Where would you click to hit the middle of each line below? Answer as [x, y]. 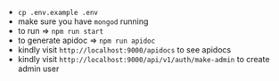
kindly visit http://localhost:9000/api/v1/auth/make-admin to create [144, 59]
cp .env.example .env [57, 12]
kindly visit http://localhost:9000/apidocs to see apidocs [124, 50]
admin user [38, 69]
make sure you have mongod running [83, 21]
